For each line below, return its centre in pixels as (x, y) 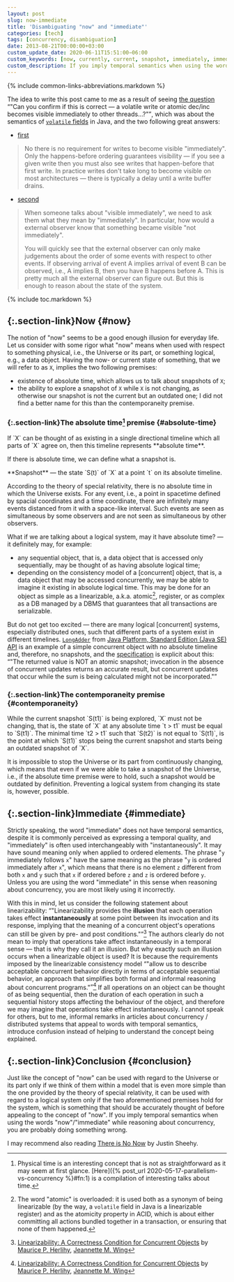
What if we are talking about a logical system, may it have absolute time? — (116, 537)
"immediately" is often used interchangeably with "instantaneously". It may (115, 845)
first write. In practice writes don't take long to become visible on (117, 170)
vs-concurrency (40, 1179)
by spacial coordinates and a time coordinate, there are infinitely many (108, 501)
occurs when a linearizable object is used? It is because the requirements (112, 956)
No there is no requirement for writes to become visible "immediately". (125, 148)
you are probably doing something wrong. (67, 1130)
